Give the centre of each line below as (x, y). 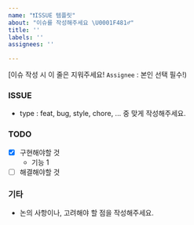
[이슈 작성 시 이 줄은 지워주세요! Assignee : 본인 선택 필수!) (97, 74)
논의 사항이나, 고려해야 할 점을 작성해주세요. (87, 213)
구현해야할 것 (40, 152)
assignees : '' (31, 45)
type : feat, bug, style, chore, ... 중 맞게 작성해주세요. (102, 114)
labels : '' (26, 37)
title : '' (24, 30)
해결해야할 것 (40, 172)
